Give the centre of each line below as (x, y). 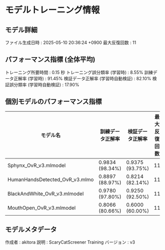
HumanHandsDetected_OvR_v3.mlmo (51, 179)
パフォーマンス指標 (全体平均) (50, 60)
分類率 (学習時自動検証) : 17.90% (46, 85)
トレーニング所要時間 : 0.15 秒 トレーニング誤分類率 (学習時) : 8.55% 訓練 (79, 72)
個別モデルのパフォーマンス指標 (54, 102)
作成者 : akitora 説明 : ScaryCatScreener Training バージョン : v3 (70, 242)
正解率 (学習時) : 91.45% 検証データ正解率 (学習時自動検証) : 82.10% (82, 78)
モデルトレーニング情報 (53, 10)
